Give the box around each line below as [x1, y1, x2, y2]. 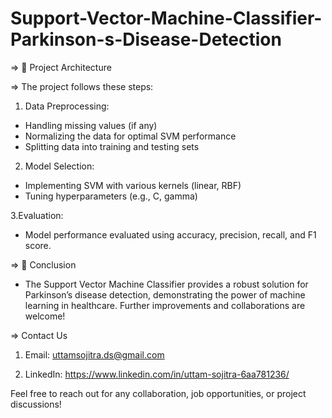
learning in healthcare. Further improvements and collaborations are [24, 299, 306, 311]
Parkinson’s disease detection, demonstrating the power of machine [24, 288, 306, 301]
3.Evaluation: [10, 209, 64, 221]
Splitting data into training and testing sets [24, 140, 200, 152]
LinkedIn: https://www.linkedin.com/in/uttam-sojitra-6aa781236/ [24, 368, 290, 380]
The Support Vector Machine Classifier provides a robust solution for [24, 278, 309, 290]
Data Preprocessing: [24, 100, 110, 112]
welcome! [24, 310, 66, 322]
